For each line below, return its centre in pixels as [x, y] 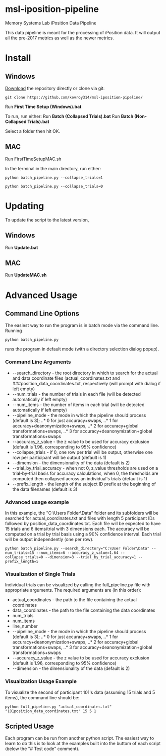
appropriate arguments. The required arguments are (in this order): [73, 590]
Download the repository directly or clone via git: [55, 88]
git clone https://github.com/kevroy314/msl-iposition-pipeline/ [74, 97]
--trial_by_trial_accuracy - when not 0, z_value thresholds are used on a [85, 468]
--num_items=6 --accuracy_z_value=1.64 [78, 553]
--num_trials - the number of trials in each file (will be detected [77, 394]
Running [14, 331]
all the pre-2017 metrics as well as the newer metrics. [59, 38]
